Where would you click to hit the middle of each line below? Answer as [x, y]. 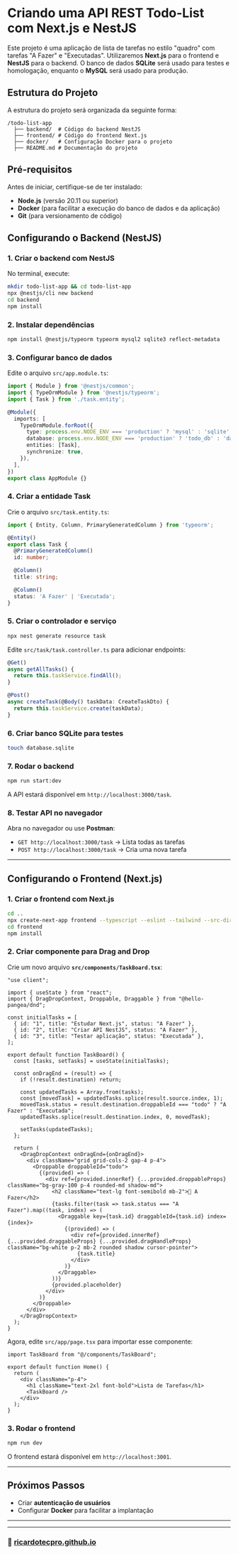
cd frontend [25, 927]
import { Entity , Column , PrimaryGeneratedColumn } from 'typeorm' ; [110, 525]
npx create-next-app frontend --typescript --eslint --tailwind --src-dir [120, 920]
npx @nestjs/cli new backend [50, 293]
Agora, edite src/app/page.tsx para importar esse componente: [100, 1342]
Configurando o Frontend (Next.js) [85, 879]
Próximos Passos [46, 1485]
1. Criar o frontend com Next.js [61, 899]
